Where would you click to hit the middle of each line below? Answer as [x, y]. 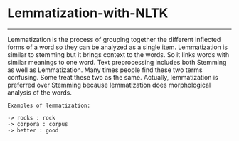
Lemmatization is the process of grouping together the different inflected [114, 39]
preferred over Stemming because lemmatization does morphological [109, 85]
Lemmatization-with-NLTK [88, 13]
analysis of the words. [40, 92]
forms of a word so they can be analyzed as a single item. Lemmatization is [118, 47]
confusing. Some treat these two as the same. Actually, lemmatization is [113, 77]
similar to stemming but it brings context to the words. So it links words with [118, 54]
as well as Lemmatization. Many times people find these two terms [105, 70]
